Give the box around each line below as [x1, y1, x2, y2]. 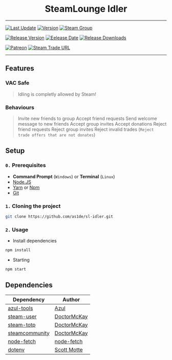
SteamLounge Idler [45, 3, 127, 15]
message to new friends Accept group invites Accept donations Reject [17, 121, 167, 127]
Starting [12, 256, 30, 263]
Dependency [12, 296, 45, 303]
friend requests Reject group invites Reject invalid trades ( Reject [17, 126, 154, 132]
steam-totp [8, 321, 36, 328]
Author [62, 296, 80, 303]
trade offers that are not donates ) [17, 131, 96, 138]
